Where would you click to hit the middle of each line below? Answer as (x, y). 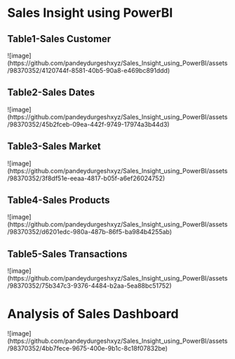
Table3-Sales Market (54, 146)
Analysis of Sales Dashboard (93, 314)
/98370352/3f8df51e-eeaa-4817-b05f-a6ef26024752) (86, 178)
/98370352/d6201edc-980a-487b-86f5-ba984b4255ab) (90, 232)
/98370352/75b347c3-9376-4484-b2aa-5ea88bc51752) (89, 286)
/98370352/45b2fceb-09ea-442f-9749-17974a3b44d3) (88, 124)
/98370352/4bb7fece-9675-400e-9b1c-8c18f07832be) (88, 348)
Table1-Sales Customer (59, 39)
